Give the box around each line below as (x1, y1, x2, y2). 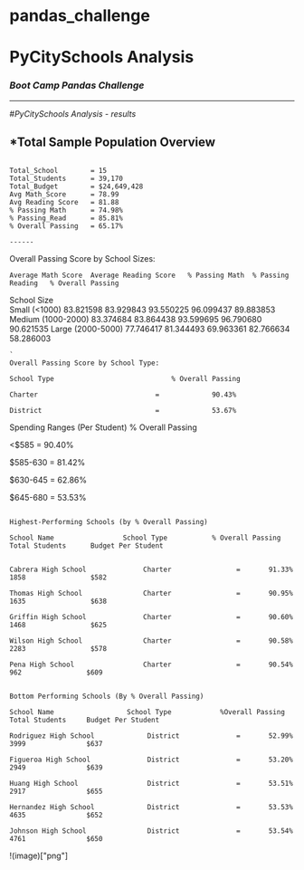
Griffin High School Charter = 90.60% (9, 613, 294, 622)
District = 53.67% (9, 406, 237, 416)
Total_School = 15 (9, 167, 107, 176)
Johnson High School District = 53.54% (9, 827, 294, 836)
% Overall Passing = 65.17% (9, 222, 124, 231)
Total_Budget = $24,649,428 (9, 182, 144, 191)
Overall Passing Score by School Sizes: (9, 253, 156, 264)
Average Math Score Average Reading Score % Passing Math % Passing (9, 271, 290, 281)
